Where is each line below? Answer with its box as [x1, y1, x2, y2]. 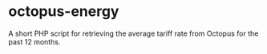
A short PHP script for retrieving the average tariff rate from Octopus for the [8, 29, 259, 38]
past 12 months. [8, 37, 61, 46]
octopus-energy [8, 2, 119, 21]
